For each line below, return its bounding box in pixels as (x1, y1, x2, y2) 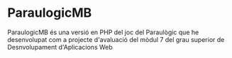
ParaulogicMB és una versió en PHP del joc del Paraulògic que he (7, 28, 199, 36)
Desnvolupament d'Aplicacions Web (7, 43, 114, 51)
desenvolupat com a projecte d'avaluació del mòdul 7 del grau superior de (7, 35, 225, 43)
